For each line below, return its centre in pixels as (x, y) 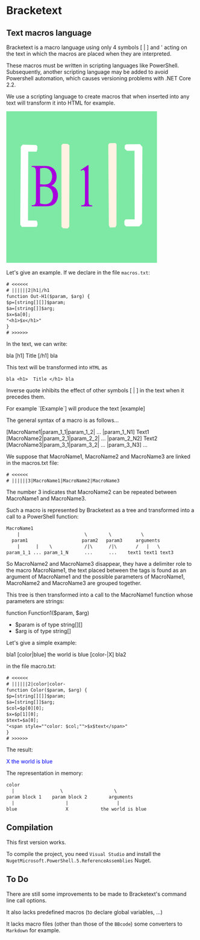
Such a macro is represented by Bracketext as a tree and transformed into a (100, 510)
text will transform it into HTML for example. (61, 103)
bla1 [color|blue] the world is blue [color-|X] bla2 (66, 654)
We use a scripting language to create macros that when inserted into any (98, 96)
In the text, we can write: (37, 344)
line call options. (27, 900)
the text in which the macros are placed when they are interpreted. (89, 54)
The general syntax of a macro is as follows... (63, 420)
